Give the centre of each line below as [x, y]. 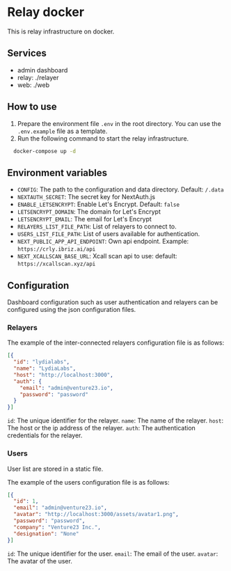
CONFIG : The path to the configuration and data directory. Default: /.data [120, 189]
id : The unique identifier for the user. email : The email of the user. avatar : [113, 554]
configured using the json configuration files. [72, 310]
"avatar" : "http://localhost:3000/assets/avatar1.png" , [96, 515]
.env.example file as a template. [62, 131]
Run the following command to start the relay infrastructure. [103, 138]
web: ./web [33, 85]
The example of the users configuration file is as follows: [88, 482]
